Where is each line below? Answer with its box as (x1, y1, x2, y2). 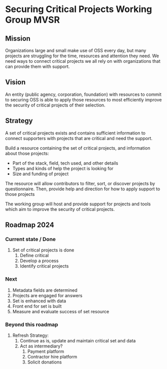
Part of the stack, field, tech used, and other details (12, 160, 118, 166)
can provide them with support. (5, 64, 70, 69)
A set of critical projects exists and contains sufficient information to (5, 130, 146, 136)
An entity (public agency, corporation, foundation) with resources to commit (5, 91, 161, 97)
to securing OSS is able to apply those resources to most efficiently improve (5, 96, 162, 102)
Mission (5, 34, 31, 43)
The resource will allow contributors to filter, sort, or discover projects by (5, 180, 155, 186)
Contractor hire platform (27, 353, 77, 359)
